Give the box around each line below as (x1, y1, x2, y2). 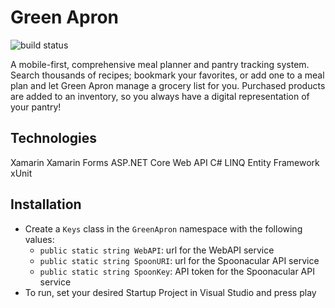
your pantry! (10, 101, 62, 113)
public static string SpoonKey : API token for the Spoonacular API (39, 265, 315, 277)
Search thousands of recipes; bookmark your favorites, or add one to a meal (10, 69, 325, 81)
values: (24, 233, 55, 245)
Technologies (10, 130, 98, 147)
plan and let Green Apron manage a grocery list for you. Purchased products (10, 79, 326, 91)
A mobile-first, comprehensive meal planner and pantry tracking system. (10, 58, 310, 70)
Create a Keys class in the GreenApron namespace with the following (24, 222, 303, 235)
